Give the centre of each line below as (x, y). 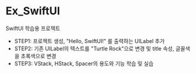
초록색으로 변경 (38, 56)
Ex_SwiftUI (33, 11)
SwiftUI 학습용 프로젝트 (33, 28)
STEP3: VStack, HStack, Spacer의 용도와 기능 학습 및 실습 (84, 63)
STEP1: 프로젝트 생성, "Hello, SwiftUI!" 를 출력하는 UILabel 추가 (90, 41)
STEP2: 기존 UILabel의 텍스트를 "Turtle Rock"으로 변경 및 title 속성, (94, 48)
